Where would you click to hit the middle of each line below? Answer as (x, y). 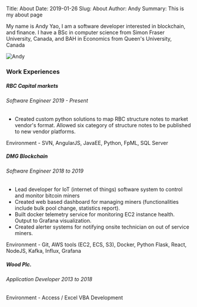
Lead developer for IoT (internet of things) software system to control (98, 189)
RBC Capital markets (32, 85)
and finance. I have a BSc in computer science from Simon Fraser (86, 32)
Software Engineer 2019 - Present (47, 100)
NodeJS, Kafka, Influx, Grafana (44, 251)
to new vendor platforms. (45, 131)
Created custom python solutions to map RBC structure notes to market (101, 119)
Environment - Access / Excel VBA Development (65, 298)
